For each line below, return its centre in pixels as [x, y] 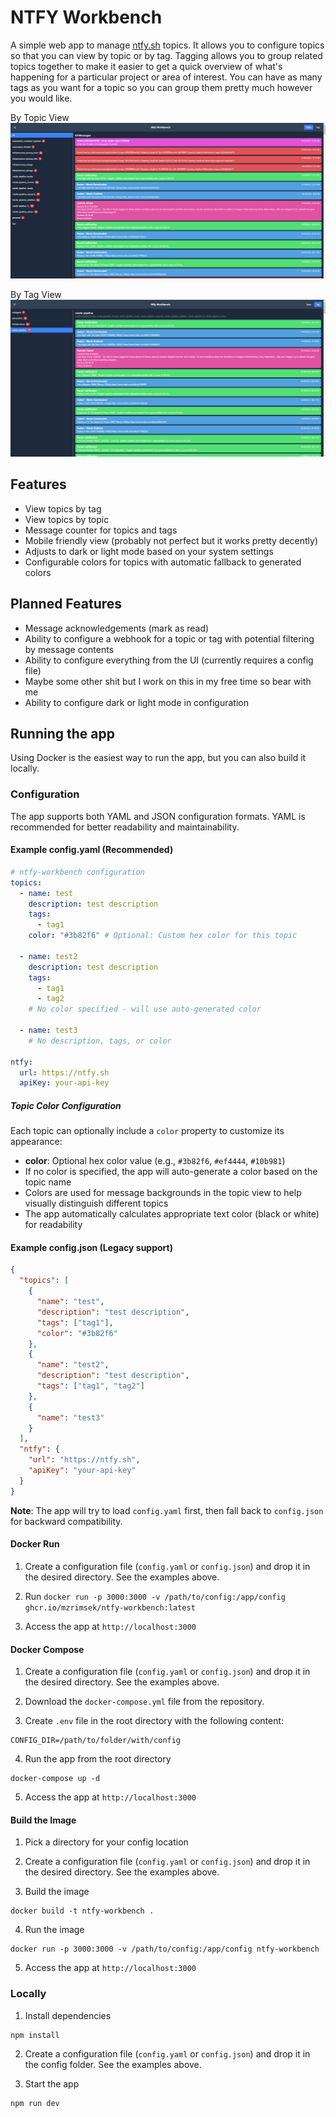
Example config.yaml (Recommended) [92, 850]
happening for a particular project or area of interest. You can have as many [166, 77]
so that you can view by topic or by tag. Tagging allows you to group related [166, 55]
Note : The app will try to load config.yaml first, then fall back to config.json [167, 1510]
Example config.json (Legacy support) [91, 1247]
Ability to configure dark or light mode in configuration [136, 702]
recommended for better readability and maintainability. [125, 827]
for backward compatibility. [66, 1521]
